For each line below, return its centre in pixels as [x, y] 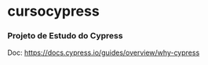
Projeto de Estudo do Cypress [65, 36]
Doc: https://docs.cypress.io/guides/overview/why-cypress [104, 52]
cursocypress [53, 11]
